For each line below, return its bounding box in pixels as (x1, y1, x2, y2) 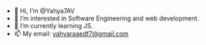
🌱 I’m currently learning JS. (13, 22, 93, 30)
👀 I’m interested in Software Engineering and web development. (13, 14, 200, 22)
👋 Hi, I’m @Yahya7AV (13, 7, 75, 15)
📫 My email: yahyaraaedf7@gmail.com (13, 30, 129, 38)
